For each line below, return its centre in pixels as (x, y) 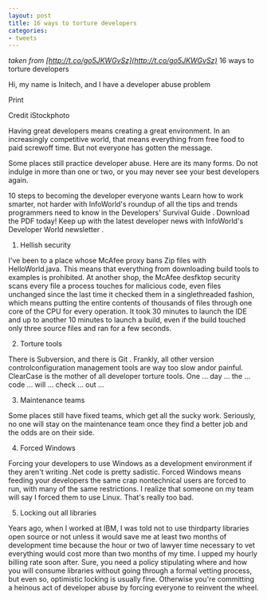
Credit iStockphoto (39, 116)
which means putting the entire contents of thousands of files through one (130, 303)
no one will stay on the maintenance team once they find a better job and (128, 424)
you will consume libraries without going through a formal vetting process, (130, 570)
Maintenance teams (52, 401)
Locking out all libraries (58, 513)
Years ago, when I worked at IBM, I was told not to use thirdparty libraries (129, 528)
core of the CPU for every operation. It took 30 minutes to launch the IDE (128, 311)
